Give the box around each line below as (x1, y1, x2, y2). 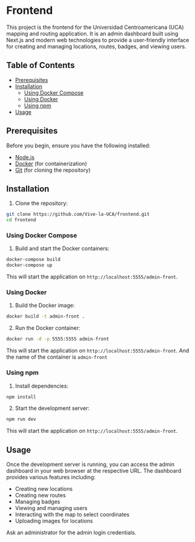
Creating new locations (14, 485, 73, 493)
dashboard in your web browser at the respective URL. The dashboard (6, 467, 182, 474)
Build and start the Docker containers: (14, 245, 110, 252)
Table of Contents (6, 60, 75, 71)
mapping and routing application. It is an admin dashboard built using (6, 30, 179, 37)
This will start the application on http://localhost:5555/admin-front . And (6, 347, 190, 355)
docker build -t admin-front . (6, 314, 85, 320)
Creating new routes (14, 492, 66, 499)
